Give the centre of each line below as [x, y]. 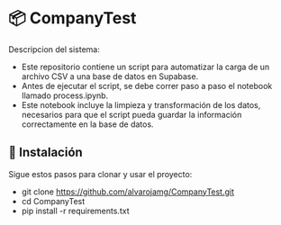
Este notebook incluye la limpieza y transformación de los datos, [141, 104]
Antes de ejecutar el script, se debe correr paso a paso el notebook [147, 85]
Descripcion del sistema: [54, 49]
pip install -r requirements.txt [75, 211]
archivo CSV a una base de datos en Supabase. [110, 76]
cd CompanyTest [53, 201]
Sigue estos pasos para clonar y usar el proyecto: [100, 174]
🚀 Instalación [45, 153]
